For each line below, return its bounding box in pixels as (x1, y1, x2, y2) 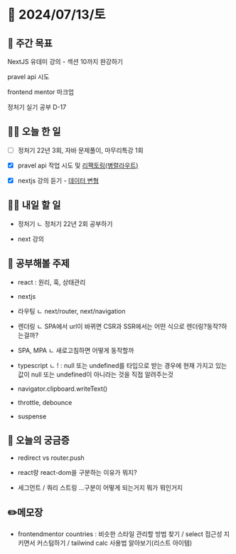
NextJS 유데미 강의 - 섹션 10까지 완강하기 (7, 58, 123, 66)
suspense (17, 411, 47, 421)
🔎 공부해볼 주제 (7, 257, 70, 270)
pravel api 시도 (7, 73, 50, 81)
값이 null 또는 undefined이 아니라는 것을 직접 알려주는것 (17, 370, 174, 379)
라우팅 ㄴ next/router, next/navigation (17, 307, 126, 315)
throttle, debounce (17, 398, 73, 406)
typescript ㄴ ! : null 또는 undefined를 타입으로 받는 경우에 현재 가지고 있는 (17, 361, 227, 369)
